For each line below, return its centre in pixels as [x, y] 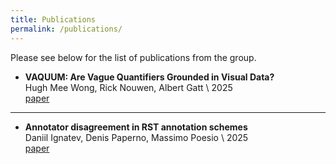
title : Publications [53, 19]
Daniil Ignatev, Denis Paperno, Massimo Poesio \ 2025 [136, 137]
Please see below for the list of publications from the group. [133, 57]
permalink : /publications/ [66, 29]
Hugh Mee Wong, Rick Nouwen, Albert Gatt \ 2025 [128, 87]
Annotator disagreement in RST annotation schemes [136, 127]
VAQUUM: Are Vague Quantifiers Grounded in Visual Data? [149, 77]
